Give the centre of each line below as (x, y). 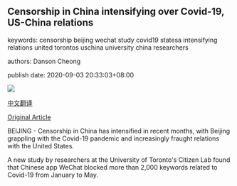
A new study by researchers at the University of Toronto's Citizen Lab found (119, 160)
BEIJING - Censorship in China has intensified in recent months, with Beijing (119, 131)
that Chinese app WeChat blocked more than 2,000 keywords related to (112, 167)
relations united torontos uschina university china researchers (98, 47)
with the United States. (41, 146)
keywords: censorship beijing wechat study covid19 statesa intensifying (112, 40)
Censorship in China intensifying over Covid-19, (116, 12)
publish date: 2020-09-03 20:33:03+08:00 (71, 75)
